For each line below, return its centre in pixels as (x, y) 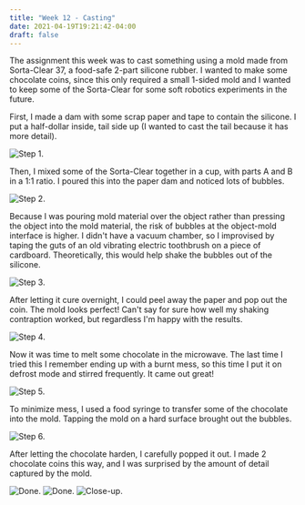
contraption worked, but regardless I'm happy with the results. (126, 319)
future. (22, 99)
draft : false (34, 35)
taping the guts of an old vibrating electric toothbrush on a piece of (135, 246)
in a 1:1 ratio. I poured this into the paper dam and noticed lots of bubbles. (147, 181)
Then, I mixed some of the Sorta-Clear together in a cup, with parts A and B (151, 172)
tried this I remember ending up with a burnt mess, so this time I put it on (146, 364)
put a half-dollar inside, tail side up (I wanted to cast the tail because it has (149, 126)
